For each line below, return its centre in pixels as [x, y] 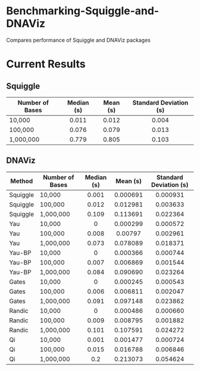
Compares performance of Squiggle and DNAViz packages [78, 40]
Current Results [46, 64]
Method [22, 181]
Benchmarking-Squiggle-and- [83, 11]
